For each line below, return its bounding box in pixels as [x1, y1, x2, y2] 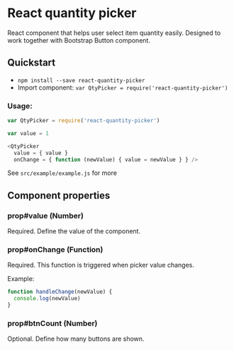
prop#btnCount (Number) [7, 318, 98, 328]
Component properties [7, 189, 111, 201]
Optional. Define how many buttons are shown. [7, 334, 145, 343]
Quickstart [7, 57, 56, 69]
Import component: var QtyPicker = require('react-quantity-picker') [17, 83, 228, 92]
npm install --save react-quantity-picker [17, 77, 145, 84]
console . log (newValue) [13, 295, 81, 302]
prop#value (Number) [7, 211, 84, 221]
